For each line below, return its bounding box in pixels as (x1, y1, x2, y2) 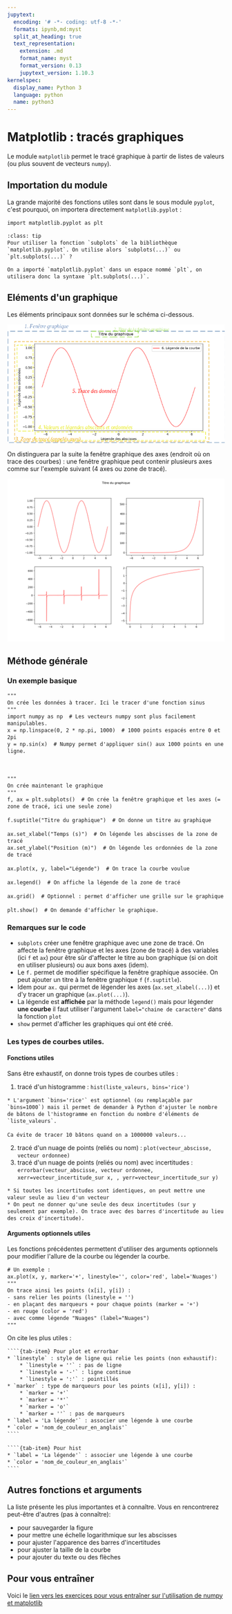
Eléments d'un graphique (7, 292, 118, 304)
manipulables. (7, 720, 48, 727)
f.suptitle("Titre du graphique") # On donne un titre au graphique (7, 817, 212, 824)
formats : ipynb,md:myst (13, 26, 81, 33)
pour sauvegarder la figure (17, 1523, 93, 1532)
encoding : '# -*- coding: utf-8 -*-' (13, 18, 122, 26)
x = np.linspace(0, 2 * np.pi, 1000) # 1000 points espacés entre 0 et (7, 727, 221, 734)
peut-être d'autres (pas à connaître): (7, 1510, 111, 1518)
